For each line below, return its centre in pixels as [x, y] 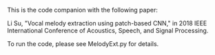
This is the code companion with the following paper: [83, 10]
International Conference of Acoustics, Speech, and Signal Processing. [108, 31]
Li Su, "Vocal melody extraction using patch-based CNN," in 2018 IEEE [107, 23]
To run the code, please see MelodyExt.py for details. [83, 44]
